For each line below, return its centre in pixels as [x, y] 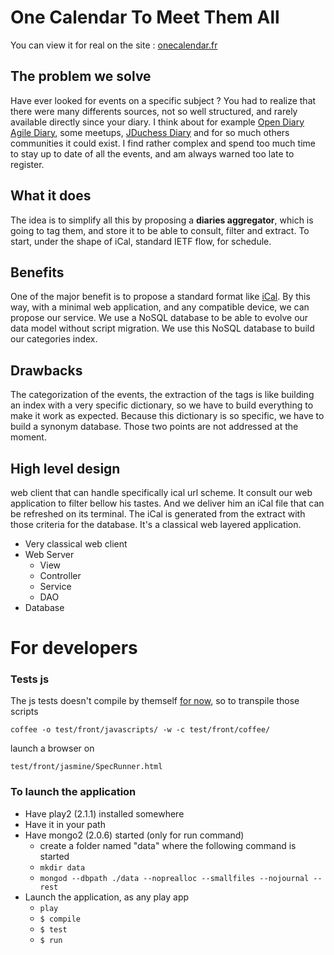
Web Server [49, 554]
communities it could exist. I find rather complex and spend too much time [163, 143]
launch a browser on [52, 748]
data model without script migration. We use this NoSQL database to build [162, 328]
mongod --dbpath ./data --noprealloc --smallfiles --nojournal [174, 878]
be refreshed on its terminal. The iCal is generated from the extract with [158, 514]
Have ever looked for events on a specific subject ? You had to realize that [163, 100]
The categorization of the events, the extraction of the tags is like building [162, 395]
